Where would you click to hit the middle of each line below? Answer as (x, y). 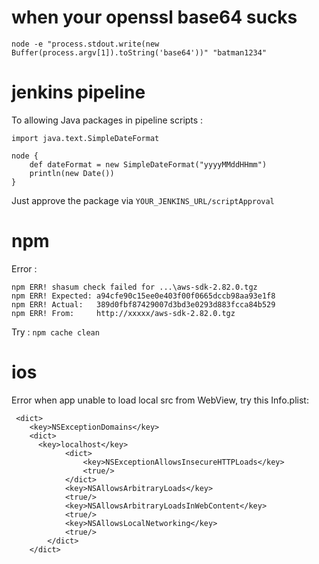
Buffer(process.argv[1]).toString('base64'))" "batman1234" (139, 52)
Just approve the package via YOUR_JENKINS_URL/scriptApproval (143, 200)
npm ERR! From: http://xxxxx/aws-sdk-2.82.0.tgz (123, 313)
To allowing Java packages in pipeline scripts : (107, 120)
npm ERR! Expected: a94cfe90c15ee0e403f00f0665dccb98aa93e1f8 (143, 296)
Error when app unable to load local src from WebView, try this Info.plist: (160, 400)
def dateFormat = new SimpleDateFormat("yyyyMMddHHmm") (148, 164)
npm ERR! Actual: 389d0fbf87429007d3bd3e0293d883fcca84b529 (143, 304)
